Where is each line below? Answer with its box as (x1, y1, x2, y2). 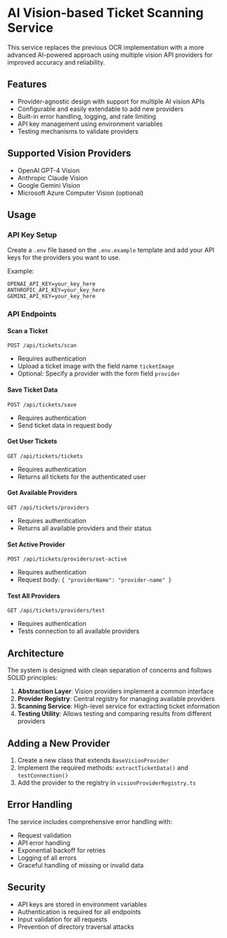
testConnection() (17, 772, 69, 780)
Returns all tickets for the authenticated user (17, 473, 146, 481)
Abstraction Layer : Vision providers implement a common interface (17, 687, 214, 695)
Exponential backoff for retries (17, 846, 106, 854)
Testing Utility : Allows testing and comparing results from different (17, 709, 212, 718)
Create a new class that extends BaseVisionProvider (17, 756, 169, 764)
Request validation (17, 831, 72, 840)
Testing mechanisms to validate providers (17, 127, 138, 135)
